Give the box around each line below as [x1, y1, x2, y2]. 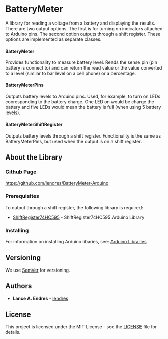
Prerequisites [5, 193, 39, 200]
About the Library [5, 153, 63, 162]
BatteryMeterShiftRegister [5, 121, 63, 127]
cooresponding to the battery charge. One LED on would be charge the [5, 99, 154, 105]
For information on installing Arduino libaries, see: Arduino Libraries [5, 238, 147, 244]
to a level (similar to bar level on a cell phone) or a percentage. [5, 70, 136, 77]
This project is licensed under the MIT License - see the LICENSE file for [5, 324, 157, 330]
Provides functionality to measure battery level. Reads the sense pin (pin [5, 59, 158, 65]
